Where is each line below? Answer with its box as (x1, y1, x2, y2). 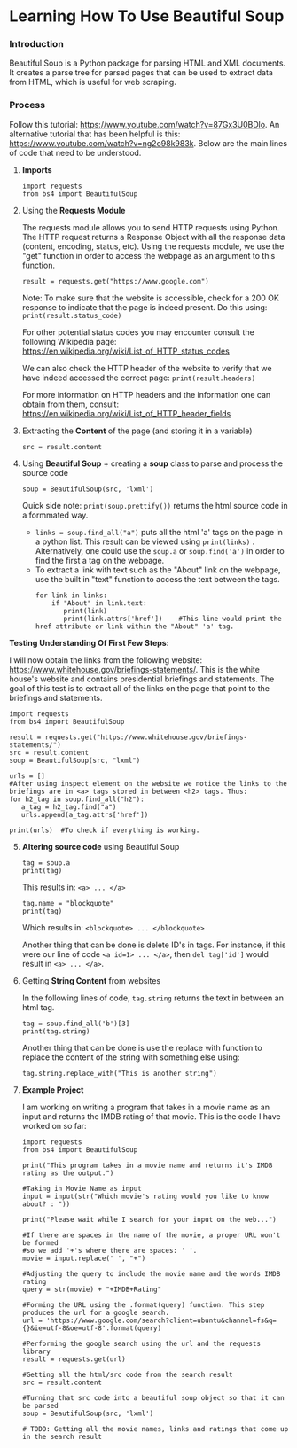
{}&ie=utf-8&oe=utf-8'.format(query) (21, 1323, 162, 1333)
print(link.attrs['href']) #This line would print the (63, 614, 282, 623)
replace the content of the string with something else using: (21, 1052, 240, 1063)
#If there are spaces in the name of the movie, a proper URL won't (21, 1230, 281, 1240)
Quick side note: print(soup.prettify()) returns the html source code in (21, 500, 288, 510)
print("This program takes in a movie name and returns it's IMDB (21, 1161, 273, 1170)
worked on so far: (21, 1120, 87, 1131)
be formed (21, 1238, 59, 1247)
